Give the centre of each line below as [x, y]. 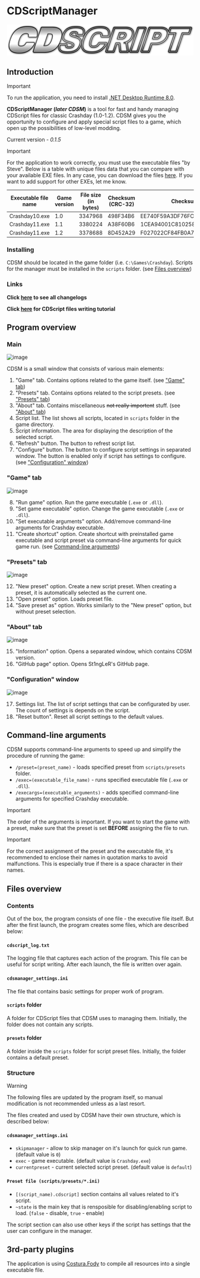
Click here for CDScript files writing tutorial [61, 309]
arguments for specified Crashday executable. [72, 799]
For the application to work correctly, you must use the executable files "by [99, 163]
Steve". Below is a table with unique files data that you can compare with [96, 169]
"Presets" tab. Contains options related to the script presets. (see [95, 393]
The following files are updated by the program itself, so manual [85, 1097]
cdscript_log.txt [28, 945]
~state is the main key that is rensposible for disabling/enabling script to [104, 1207]
